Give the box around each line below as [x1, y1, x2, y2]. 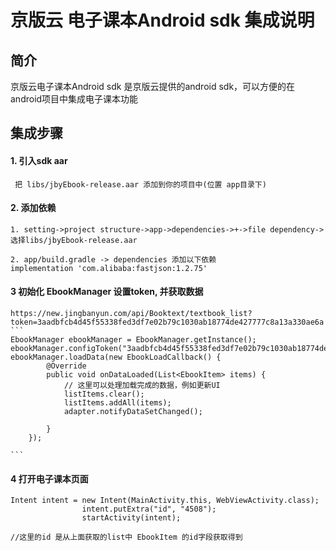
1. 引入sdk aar [10, 154, 68, 166]
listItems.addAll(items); [63, 398, 172, 408]
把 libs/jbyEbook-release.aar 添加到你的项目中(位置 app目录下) [14, 179, 267, 190]
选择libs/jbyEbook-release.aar [10, 235, 138, 245]
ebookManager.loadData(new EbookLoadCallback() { [10, 352, 222, 362]
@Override [46, 361, 87, 371]
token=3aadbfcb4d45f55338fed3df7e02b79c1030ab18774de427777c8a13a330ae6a [10, 317, 325, 327]
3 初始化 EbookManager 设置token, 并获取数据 [10, 286, 204, 298]
